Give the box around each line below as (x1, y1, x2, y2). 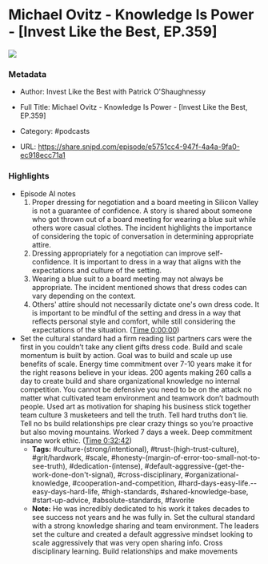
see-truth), (31, 461, 68, 470)
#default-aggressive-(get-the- (144, 461, 246, 470)
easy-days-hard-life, (31, 486, 100, 496)
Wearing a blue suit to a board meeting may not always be (31, 274, 224, 284)
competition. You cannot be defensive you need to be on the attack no (19, 385, 252, 394)
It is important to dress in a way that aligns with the (73, 256, 242, 266)
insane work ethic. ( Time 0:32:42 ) (19, 435, 132, 445)
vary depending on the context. (31, 291, 136, 300)
